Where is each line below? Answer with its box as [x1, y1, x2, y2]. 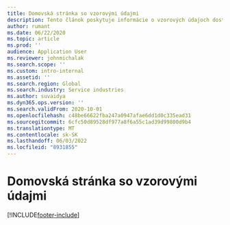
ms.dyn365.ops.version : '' [7, 99, 84, 106]
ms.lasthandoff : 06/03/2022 [7, 138, 88, 145]
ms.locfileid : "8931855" [7, 144, 78, 151]
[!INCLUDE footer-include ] [7, 211, 80, 219]
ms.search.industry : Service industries [7, 86, 125, 93]
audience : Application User [7, 49, 88, 56]
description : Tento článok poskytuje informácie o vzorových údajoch [7, 16, 210, 23]
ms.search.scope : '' [7, 61, 66, 68]
